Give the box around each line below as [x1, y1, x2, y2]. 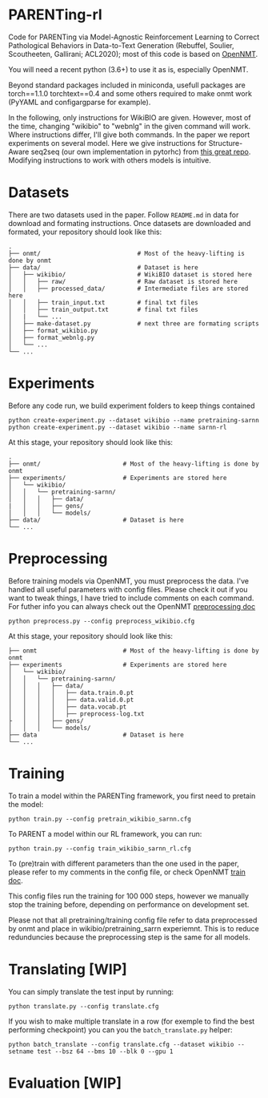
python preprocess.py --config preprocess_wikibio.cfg [8, 617, 195, 625]
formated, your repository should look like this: [8, 227, 162, 236]
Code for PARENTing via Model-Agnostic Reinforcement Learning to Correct [8, 32, 260, 42]
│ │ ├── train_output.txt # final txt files [8, 305, 198, 313]
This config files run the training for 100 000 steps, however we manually [8, 891, 250, 901]
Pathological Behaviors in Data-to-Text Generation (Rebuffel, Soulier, [8, 40, 234, 50]
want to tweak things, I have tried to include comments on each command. [8, 593, 254, 603]
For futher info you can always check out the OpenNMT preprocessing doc [8, 601, 256, 611]
